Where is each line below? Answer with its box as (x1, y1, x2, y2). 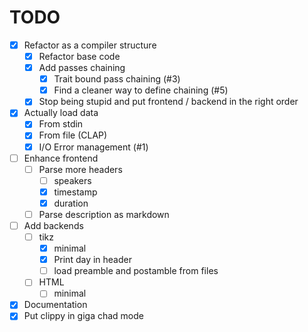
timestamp (53, 186, 98, 198)
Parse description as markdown (38, 208, 170, 220)
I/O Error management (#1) (38, 141, 149, 153)
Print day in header (53, 254, 132, 266)
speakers (53, 174, 92, 186)
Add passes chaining (38, 62, 126, 74)
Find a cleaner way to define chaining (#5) (53, 84, 229, 96)
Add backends (23, 219, 84, 231)
